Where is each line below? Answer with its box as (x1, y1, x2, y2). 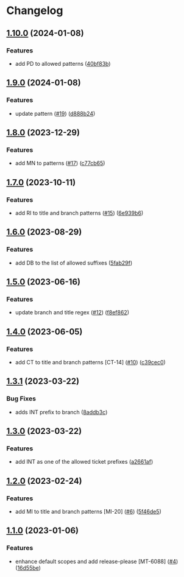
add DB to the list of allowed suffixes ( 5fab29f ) (15, 259, 133, 266)
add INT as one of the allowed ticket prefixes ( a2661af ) (15, 458, 154, 465)
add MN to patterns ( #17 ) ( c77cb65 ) (15, 160, 105, 167)
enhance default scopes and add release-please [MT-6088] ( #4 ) (15, 558, 179, 565)
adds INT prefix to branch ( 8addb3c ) (15, 408, 108, 416)
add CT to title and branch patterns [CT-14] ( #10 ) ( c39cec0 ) (15, 359, 166, 366)
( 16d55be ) (15, 564, 41, 572)
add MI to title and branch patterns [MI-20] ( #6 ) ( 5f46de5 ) (15, 508, 161, 515)
